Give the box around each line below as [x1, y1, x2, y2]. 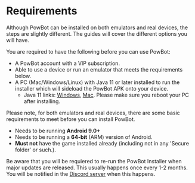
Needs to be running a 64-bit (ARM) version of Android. [14, 133, 153, 141]
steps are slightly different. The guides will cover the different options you [6, 30, 188, 37]
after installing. [23, 97, 61, 105]
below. [14, 72, 32, 79]
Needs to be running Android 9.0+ [14, 127, 101, 134]
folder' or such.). [14, 146, 57, 153]
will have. [6, 36, 30, 44]
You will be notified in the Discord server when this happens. [6, 170, 156, 177]
